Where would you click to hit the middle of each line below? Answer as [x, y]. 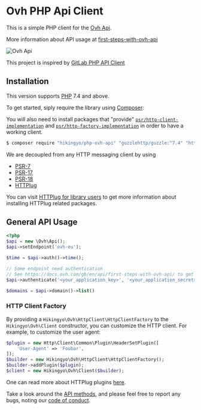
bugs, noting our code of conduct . [48, 400]
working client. [25, 132]
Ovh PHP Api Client [55, 11]
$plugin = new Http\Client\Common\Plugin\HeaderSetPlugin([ [83, 343]
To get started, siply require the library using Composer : [75, 107]
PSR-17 [24, 172]
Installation [28, 81]
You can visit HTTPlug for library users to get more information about [91, 197]
